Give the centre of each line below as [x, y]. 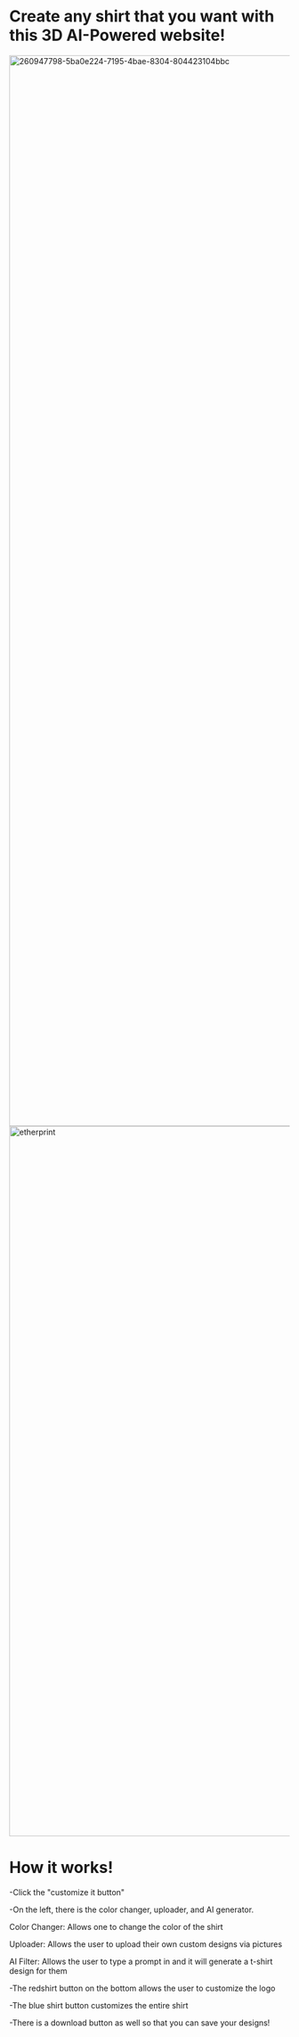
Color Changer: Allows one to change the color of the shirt [117, 1926]
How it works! [61, 1868]
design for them [38, 1971]
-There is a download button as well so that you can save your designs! [140, 2023]
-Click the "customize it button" [67, 1892]
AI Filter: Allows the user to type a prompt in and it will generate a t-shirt [141, 1961]
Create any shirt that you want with [142, 16]
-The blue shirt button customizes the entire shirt [99, 2005]
